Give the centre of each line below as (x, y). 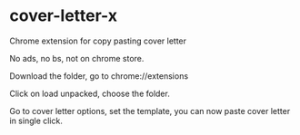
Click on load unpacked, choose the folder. (90, 93)
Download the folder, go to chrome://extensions (99, 76)
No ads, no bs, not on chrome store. (77, 58)
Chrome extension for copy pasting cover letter (98, 41)
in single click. (36, 121)
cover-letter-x (64, 16)
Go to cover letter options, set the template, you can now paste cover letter (150, 111)
